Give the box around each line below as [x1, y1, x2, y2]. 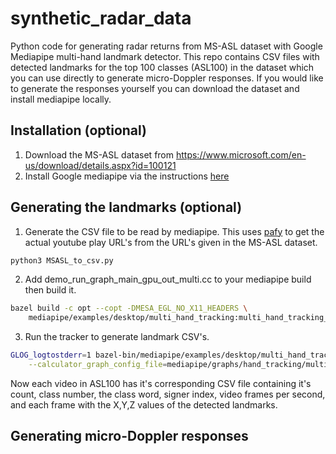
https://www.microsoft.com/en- [175, 148, 307, 161]
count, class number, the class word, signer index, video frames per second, [10, 388, 326, 400]
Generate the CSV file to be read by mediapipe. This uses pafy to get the [24, 225, 325, 237]
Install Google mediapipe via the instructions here [24, 170, 230, 182]
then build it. [24, 284, 77, 296]
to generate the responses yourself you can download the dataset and [10, 82, 300, 94]
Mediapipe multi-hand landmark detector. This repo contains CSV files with [10, 50, 320, 62]
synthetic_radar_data [10, 7, 192, 30]
